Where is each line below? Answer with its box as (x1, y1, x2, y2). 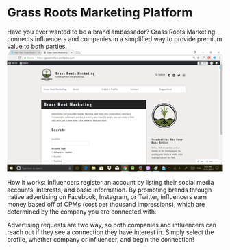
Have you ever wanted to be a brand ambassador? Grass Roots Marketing (7, 27, 216, 36)
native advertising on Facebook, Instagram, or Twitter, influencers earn (7, 193, 207, 201)
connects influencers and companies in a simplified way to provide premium (7, 34, 222, 43)
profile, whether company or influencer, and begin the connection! (7, 236, 194, 244)
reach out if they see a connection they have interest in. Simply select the (7, 228, 214, 236)
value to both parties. (7, 42, 67, 50)
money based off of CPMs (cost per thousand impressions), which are (7, 201, 205, 209)
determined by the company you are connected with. (7, 207, 157, 216)
